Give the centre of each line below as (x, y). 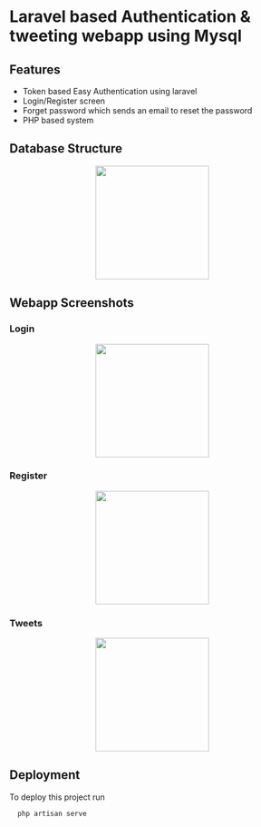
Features (35, 69)
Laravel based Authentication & (130, 17)
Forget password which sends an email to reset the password (137, 110)
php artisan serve (53, 813)
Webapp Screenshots (72, 303)
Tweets (26, 623)
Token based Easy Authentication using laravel (110, 91)
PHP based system (58, 120)
